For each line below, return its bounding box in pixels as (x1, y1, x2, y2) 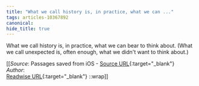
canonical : (6, 20, 34, 26)
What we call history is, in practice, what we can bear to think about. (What (6, 42, 193, 49)
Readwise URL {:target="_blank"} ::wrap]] (6, 73, 109, 80)
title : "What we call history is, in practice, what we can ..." (6, 8, 174, 15)
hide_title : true (6, 25, 50, 32)
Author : (6, 67, 25, 74)
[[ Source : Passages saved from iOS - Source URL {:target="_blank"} (6, 60, 175, 67)
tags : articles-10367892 (6, 14, 69, 20)
